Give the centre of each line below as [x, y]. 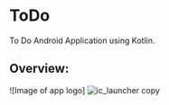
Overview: [39, 69]
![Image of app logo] [47, 90]
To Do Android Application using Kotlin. [82, 40]
